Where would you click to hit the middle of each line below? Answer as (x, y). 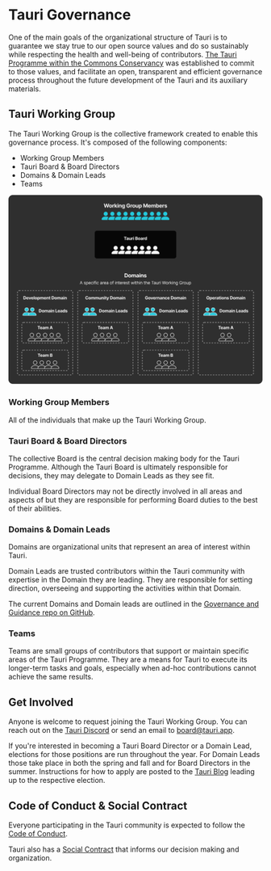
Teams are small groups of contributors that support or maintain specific (129, 651)
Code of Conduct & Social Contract (98, 806)
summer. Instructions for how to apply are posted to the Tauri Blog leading (132, 772)
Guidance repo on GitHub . (52, 612)
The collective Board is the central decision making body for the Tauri (124, 458)
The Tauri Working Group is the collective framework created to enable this (133, 133)
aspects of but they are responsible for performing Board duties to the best (133, 499)
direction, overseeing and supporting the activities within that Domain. (125, 588)
